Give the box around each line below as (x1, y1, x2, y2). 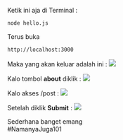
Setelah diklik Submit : (7, 103, 72, 112)
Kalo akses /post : (7, 88, 60, 98)
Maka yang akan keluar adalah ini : (7, 59, 108, 68)
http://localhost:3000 (7, 46, 74, 53)
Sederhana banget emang (7, 117, 83, 126)
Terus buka (7, 32, 40, 41)
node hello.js (7, 20, 49, 27)
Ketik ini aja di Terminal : (7, 6, 78, 14)
